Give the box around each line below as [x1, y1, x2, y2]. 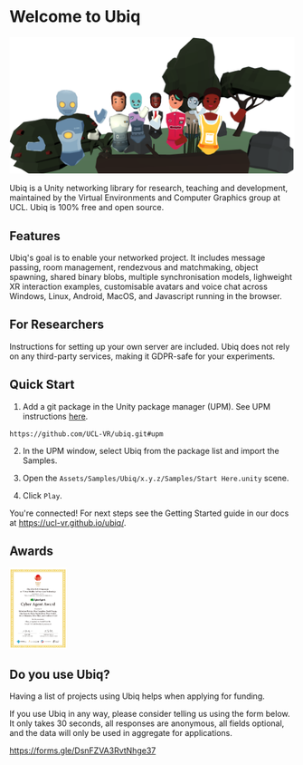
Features [9, 228, 61, 244]
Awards [9, 543, 54, 558]
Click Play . [22, 489, 63, 500]
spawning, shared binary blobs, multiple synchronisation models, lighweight [9, 271, 292, 282]
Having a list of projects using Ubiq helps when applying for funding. [9, 691, 265, 702]
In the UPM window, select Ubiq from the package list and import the [22, 445, 279, 456]
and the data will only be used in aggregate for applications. [9, 728, 233, 739]
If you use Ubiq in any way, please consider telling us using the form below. [9, 709, 290, 720]
